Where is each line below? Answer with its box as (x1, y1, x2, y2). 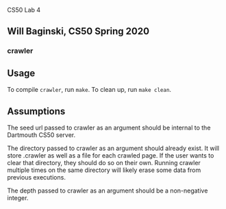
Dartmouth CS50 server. (7, 130, 76, 139)
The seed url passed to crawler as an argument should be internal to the (7, 123, 211, 132)
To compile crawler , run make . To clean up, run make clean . (7, 86, 172, 94)
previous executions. (7, 173, 66, 181)
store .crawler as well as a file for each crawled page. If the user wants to (7, 151, 214, 160)
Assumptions (7, 106, 66, 117)
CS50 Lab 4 (7, 6, 41, 14)
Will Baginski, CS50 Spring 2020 (7, 25, 149, 37)
